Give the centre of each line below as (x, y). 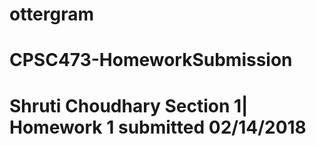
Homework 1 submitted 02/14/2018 (158, 127)
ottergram (52, 14)
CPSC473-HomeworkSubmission (151, 60)
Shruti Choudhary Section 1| (129, 105)
